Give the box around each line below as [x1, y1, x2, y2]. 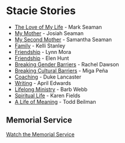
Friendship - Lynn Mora [14, 48, 72, 55]
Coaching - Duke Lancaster [14, 73, 82, 80]
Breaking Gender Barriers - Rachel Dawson [14, 60, 119, 68]
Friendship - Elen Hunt [14, 55, 69, 62]
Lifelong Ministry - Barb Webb [14, 86, 88, 93]
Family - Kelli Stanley [14, 42, 66, 49]
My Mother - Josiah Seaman [14, 29, 84, 36]
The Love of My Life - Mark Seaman [14, 23, 102, 30]
